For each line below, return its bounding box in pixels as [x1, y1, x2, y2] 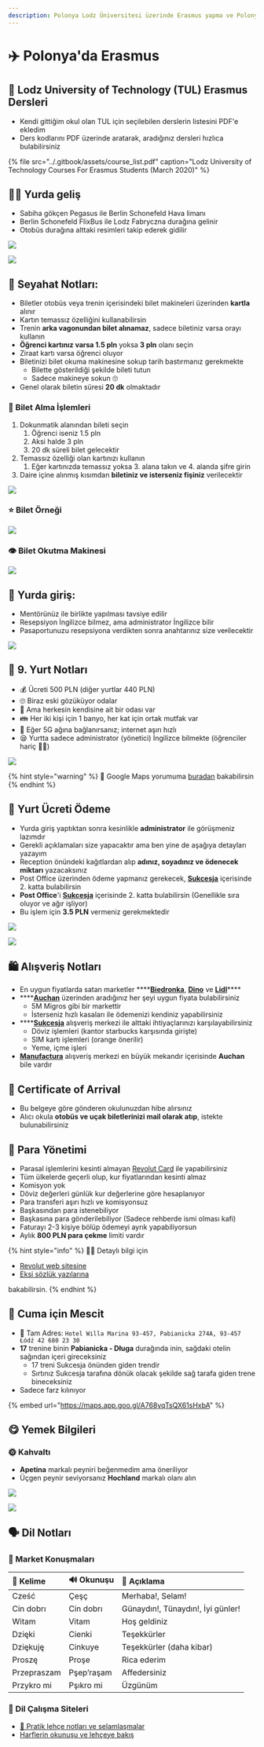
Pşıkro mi [68, 1680, 104, 1691]
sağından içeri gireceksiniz [19, 1352, 107, 1361]
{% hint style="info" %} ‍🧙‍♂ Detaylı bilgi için [8, 1246, 148, 1255]
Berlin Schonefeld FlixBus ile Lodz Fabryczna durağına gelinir [19, 217, 218, 226]
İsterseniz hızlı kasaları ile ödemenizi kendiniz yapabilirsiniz [31, 1010, 224, 1020]
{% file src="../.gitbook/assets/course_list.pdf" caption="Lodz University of [8, 156, 252, 166]
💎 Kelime [12, 1576, 46, 1587]
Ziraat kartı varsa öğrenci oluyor [19, 349, 123, 358]
